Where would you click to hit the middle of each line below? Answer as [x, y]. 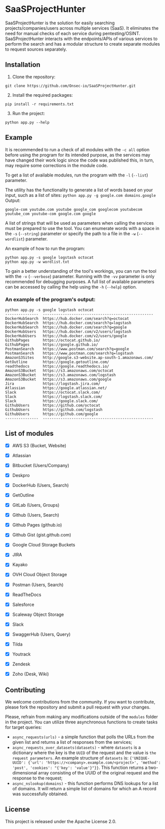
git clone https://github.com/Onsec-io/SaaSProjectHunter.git [70, 86]
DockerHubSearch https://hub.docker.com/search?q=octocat [67, 318]
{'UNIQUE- [140, 758]
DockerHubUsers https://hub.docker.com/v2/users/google [66, 336]
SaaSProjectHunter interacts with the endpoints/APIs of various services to [82, 39]
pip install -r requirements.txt [40, 104]
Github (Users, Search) [36, 515]
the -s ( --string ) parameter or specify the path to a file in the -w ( [72, 234]
